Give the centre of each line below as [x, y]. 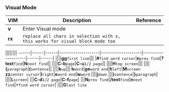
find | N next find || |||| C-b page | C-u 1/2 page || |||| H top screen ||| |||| [81, 63]
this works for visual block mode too [69, 41]
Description [77, 20]
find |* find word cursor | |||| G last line [46, 85]
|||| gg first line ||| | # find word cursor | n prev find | [108, 58]
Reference [149, 20]
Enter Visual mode [44, 29]
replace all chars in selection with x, [71, 36]
